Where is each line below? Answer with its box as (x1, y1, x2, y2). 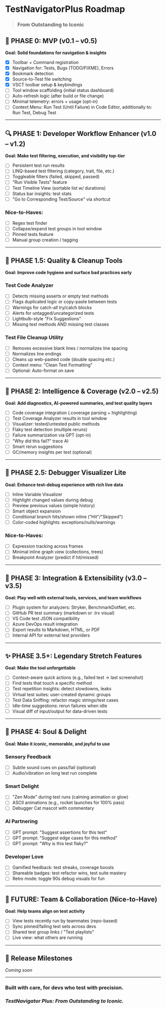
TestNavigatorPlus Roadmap (5, 3, 125, 15)
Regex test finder (12, 220, 48, 226)
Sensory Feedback (5, 753, 51, 760)
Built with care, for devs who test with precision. (5, 984, 124, 991)
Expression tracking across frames (12, 543, 83, 549)
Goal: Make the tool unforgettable (5, 665, 76, 671)
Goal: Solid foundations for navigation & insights (5, 50, 107, 56)
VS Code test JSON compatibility (12, 616, 80, 622)
